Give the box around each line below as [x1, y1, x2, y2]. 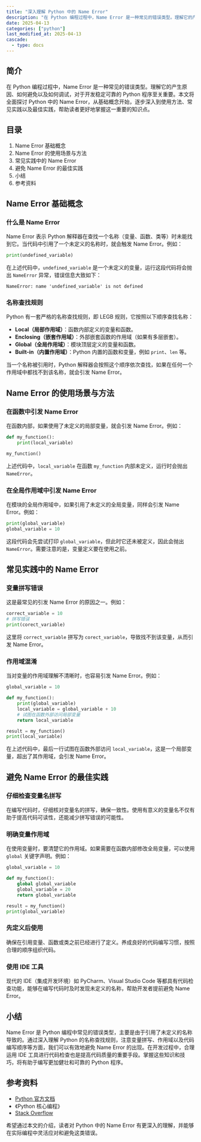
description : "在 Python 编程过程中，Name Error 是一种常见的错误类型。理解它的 [6, 14, 193, 20]
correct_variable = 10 [6, 610, 63, 617]
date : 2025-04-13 [6, 20, 50, 26]
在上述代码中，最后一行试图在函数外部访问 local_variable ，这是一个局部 [6, 745, 187, 753]
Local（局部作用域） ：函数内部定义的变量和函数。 [14, 326, 136, 333]
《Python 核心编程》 [14, 1102, 63, 1110]
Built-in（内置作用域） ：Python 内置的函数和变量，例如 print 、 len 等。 [14, 349, 190, 356]
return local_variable [17, 717, 74, 723]
